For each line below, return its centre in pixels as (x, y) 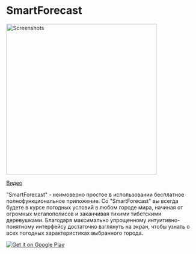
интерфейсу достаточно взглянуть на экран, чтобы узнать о (113, 226)
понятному (20, 226)
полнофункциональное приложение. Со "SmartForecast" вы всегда (92, 201)
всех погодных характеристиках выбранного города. (75, 233)
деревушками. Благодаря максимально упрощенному (76, 220)
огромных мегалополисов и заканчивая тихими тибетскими (84, 214)
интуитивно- (164, 220)
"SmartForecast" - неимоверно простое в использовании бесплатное (95, 194)
